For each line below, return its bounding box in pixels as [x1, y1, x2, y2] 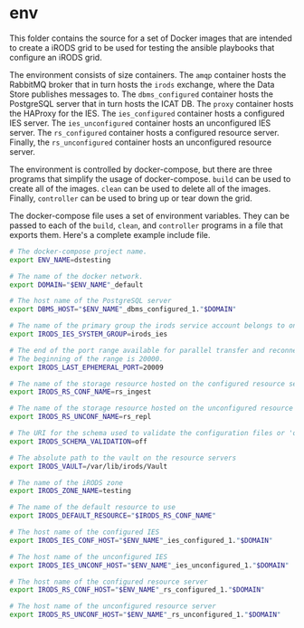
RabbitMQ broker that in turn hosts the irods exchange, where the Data [9, 79, 275, 90]
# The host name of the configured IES [9, 528, 160, 537]
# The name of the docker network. [9, 271, 144, 281]
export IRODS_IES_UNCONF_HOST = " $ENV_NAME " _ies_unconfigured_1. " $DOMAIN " [9, 560, 290, 570]
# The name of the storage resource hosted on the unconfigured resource [9, 404, 294, 414]
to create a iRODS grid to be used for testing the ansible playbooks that [9, 42, 275, 52]
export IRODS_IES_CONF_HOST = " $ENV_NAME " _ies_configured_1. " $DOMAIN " [9, 536, 273, 545]
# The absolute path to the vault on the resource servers [9, 453, 237, 462]
